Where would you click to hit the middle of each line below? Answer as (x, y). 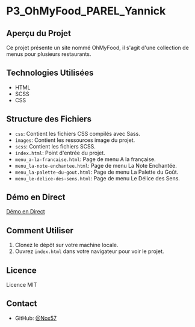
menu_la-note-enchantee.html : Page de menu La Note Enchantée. (96, 165)
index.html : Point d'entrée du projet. (60, 153)
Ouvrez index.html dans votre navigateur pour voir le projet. (89, 251)
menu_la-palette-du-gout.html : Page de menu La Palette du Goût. (97, 172)
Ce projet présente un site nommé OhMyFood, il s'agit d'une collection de (98, 47)
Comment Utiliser (40, 231)
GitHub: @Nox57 (36, 318)
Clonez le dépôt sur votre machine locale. (67, 245)
